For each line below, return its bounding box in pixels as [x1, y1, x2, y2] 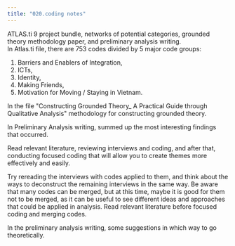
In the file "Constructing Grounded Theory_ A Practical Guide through [7, 101, 208, 110]
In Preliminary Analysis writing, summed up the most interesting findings [7, 122, 217, 131]
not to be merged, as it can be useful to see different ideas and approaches [7, 195, 226, 203]
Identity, [17, 73, 41, 82]
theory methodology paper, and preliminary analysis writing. [7, 37, 182, 46]
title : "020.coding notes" [7, 10, 86, 18]
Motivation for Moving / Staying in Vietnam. [17, 88, 143, 96]
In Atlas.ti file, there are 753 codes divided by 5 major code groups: [7, 44, 202, 53]
